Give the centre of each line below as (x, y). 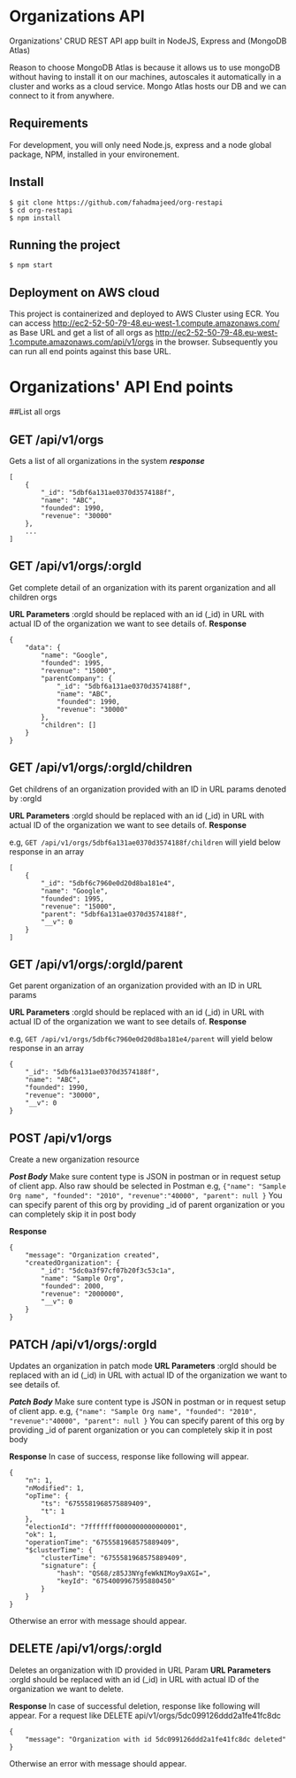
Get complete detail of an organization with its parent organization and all (143, 587)
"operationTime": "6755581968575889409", (102, 1542)
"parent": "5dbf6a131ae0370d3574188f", (114, 914)
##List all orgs (35, 412)
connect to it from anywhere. (62, 96)
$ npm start (31, 266)
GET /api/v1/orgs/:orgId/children (101, 768)
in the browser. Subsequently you (217, 342)
